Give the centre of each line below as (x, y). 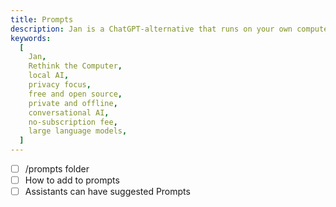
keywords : (31, 38)
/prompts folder (57, 169)
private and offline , (73, 103)
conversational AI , (69, 112)
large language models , (78, 131)
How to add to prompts (72, 180)
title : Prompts (42, 19)
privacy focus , (60, 85)
